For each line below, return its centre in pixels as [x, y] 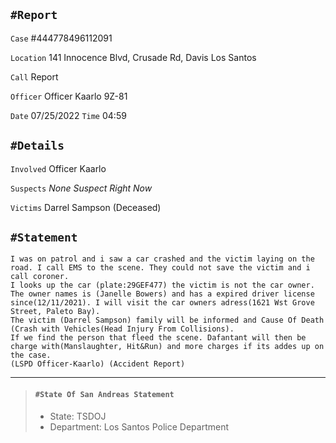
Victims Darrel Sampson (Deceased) [86, 207]
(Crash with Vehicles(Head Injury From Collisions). [122, 329]
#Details [37, 146]
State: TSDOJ [78, 416]
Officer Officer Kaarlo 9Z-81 [69, 96]
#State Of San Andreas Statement [104, 395]
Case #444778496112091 [61, 38]
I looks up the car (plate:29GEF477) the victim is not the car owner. [162, 285]
